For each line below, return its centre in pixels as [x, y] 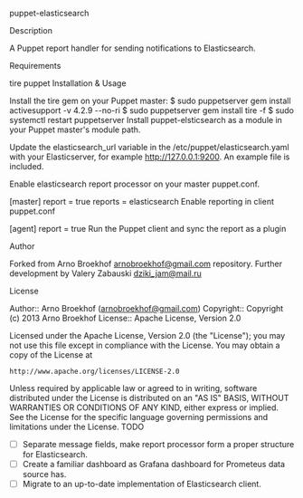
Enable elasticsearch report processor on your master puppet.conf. [135, 184]
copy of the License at [51, 355]
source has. [44, 474]
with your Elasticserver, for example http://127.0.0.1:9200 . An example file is [150, 157]
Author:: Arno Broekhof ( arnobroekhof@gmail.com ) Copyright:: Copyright [147, 308]
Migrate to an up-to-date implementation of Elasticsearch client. [142, 484]
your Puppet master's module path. [75, 129]
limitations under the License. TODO [77, 426]
